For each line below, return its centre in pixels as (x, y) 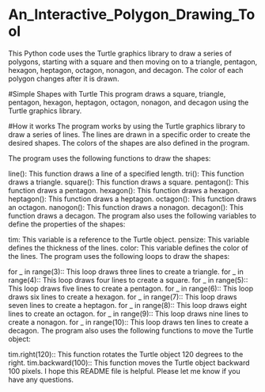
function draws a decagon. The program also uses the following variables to (132, 215)
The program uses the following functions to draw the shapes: (110, 158)
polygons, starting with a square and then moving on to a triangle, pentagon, (133, 62)
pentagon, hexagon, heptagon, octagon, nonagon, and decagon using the (129, 102)
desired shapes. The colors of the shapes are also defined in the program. (129, 143)
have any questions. (41, 379)
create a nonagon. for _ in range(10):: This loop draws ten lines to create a (129, 322)
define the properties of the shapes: (67, 224)
